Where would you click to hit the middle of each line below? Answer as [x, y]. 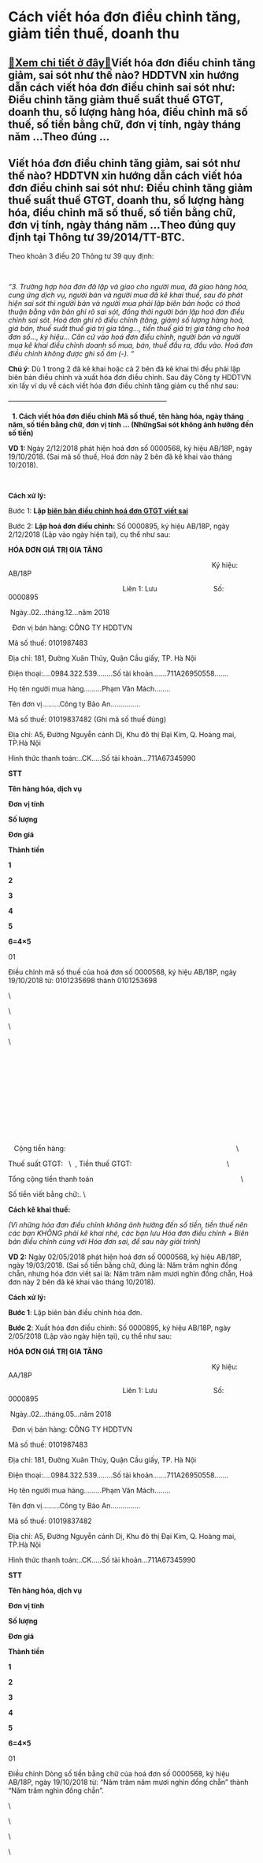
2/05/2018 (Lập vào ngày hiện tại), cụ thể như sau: [90, 1336]
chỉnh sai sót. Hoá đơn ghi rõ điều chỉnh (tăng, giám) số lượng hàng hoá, [126, 320]
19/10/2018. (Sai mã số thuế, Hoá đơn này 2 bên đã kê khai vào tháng [120, 456]
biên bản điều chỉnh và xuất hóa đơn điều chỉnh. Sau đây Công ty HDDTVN [130, 378]
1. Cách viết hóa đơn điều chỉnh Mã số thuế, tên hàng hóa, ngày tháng [128, 416]
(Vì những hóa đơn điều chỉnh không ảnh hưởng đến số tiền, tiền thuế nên [128, 1225]
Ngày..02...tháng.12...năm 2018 [60, 613]
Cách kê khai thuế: [39, 1209]
